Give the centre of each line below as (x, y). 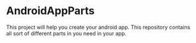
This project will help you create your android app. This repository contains (98, 27)
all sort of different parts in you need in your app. (66, 33)
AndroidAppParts (51, 11)
